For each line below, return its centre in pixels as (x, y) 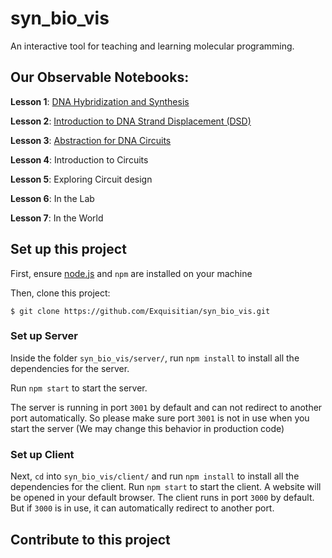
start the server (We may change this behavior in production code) (147, 428)
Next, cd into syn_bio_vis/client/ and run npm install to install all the (155, 476)
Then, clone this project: (60, 293)
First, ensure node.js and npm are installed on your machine (131, 273)
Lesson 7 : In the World (57, 218)
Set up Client (42, 454)
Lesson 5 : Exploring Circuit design (81, 179)
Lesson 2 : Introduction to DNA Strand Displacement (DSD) (131, 121)
